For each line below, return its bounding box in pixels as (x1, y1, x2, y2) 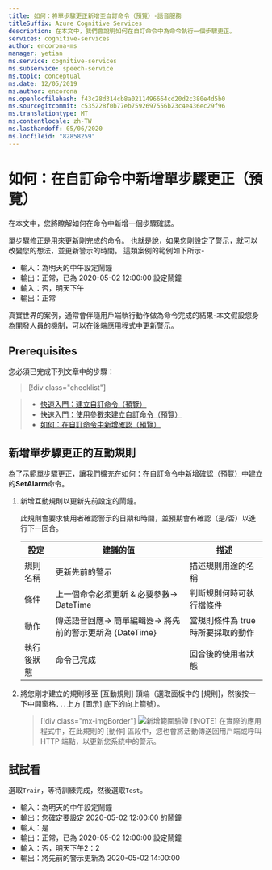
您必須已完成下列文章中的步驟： (8, 367, 115, 376)
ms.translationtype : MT (8, 110, 89, 118)
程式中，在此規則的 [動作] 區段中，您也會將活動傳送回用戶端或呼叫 (40, 726, 262, 736)
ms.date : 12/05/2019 (8, 79, 78, 87)
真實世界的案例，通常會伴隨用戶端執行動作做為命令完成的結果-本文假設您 (8, 310, 253, 320)
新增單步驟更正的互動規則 (8, 446, 136, 460)
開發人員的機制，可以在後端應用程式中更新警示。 (15, 320, 178, 330)
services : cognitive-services (8, 34, 111, 43)
